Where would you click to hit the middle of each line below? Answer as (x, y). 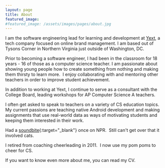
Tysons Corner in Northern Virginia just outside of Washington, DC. (75, 49)
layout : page (19, 10)
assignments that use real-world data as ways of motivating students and (81, 115)
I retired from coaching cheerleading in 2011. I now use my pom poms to (80, 145)
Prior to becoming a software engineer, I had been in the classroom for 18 (81, 59)
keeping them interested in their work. (45, 120)
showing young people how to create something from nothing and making (82, 69)
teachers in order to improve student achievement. (58, 80)
